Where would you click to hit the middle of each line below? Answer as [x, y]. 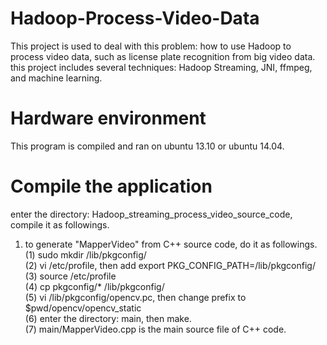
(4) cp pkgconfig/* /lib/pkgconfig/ [94, 286]
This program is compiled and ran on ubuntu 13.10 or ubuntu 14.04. [147, 146]
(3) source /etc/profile [70, 276]
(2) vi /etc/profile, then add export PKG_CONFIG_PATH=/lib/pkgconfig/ [170, 265]
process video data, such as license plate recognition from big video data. [163, 56]
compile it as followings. [60, 224]
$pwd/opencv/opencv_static [83, 308]
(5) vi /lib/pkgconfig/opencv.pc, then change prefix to [135, 297]
